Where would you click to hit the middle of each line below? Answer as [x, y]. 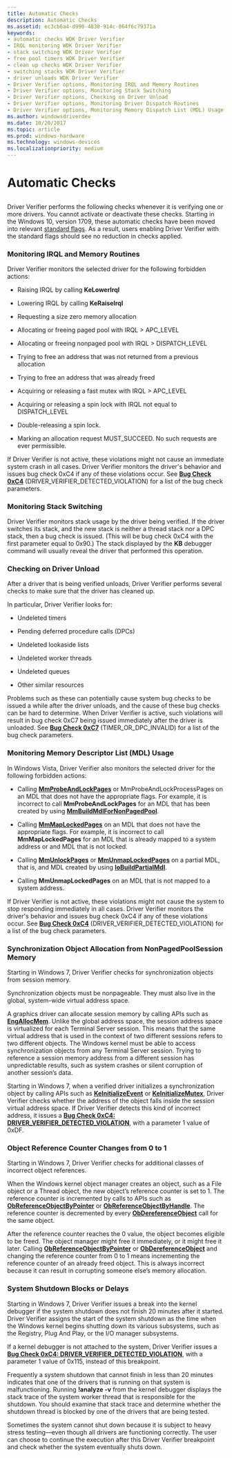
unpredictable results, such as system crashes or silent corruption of [105, 1065]
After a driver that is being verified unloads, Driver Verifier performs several [115, 584]
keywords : [21, 33]
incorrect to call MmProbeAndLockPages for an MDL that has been [114, 804]
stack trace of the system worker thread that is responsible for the [101, 1396]
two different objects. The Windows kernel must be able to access [101, 1043]
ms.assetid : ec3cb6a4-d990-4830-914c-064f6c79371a [81, 26]
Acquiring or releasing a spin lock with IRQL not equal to [97, 404]
